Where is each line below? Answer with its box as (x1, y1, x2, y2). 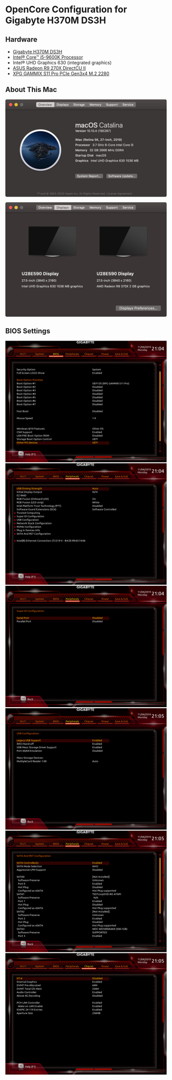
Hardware (5, 35, 37, 44)
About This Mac (5, 85, 57, 94)
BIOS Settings (5, 327, 50, 335)
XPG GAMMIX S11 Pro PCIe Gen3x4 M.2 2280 (12, 70, 110, 77)
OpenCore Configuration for (5, 4, 127, 15)
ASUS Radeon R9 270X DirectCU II (12, 65, 86, 71)
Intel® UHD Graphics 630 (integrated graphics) (12, 60, 112, 65)
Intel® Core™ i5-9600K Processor (12, 54, 83, 60)
